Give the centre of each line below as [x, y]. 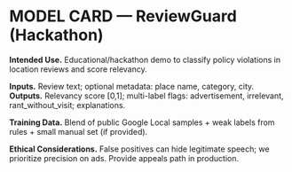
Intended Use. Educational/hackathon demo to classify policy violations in [145, 59]
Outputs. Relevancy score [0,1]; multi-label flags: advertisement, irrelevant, [146, 96]
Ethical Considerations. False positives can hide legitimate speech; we [139, 149]
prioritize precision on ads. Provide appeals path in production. [124, 158]
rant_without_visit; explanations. [67, 105]
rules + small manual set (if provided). [79, 131]
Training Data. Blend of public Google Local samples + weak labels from [142, 122]
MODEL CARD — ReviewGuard [123, 16]
